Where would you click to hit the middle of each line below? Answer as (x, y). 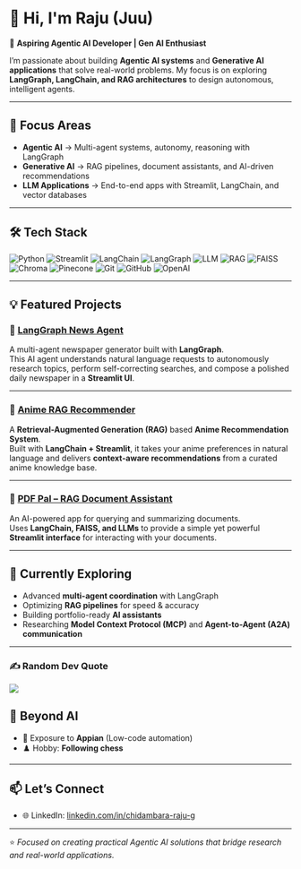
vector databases (55, 194)
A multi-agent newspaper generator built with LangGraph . (116, 349)
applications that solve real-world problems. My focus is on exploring (138, 70)
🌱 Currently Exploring (71, 574)
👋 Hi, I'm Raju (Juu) (82, 18)
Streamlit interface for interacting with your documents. (113, 538)
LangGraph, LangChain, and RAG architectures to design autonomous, (142, 79)
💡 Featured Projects (66, 304)
